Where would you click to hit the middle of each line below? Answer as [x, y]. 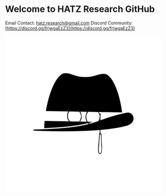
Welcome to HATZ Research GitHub [80, 9]
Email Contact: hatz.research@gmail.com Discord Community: [69, 23]
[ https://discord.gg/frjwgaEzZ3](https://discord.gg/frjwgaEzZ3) [70, 28]
